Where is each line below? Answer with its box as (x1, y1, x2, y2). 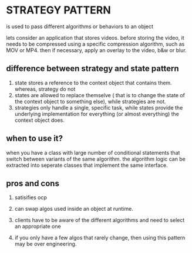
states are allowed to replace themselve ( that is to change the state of (14, 91, 186, 98)
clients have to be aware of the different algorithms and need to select (14, 217, 185, 224)
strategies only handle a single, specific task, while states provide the (14, 104, 183, 111)
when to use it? (6, 134, 63, 143)
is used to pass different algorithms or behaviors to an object (6, 23, 154, 30)
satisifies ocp (14, 194, 47, 201)
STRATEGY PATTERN (6, 4, 111, 17)
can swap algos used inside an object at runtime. (14, 206, 133, 213)
